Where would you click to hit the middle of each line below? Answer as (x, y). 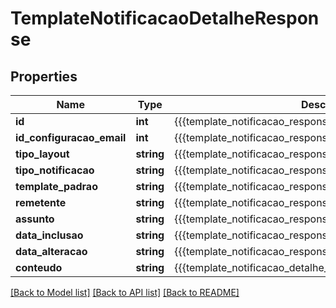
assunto (35, 219)
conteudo (39, 267)
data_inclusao (49, 235)
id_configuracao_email (71, 137)
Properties (44, 76)
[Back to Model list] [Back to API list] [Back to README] (125, 292)
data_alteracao (51, 251)
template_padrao (56, 186)
